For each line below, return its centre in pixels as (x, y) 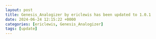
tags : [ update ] (21, 29)
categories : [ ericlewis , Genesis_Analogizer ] (54, 24)
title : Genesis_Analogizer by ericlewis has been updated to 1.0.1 (78, 15)
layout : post (19, 10)
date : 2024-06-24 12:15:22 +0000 (41, 19)
